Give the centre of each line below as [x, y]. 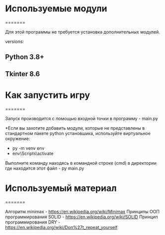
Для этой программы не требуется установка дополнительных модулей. [82, 32]
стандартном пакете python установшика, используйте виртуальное [78, 133]
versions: [14, 41]
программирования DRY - [33, 222]
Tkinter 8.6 [23, 74]
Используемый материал [61, 188]
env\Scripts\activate [33, 153]
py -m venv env [28, 148]
